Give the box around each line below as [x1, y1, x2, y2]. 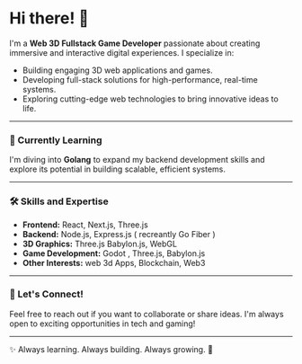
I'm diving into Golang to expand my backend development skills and [9, 155, 265, 165]
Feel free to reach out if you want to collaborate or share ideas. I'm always [9, 308, 285, 319]
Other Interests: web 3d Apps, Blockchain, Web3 [22, 257, 206, 268]
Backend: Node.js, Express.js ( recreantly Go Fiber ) [22, 228, 216, 239]
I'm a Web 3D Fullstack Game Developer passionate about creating [9, 38, 261, 49]
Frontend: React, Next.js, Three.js [22, 219, 148, 230]
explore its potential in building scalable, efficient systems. [9, 164, 226, 174]
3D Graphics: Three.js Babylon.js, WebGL [22, 238, 178, 249]
